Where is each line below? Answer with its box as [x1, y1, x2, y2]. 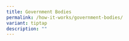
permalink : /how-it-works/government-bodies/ [6, 14, 123, 20]
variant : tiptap [6, 20, 47, 26]
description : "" [6, 25, 47, 32]
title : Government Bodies [6, 8, 71, 15]
